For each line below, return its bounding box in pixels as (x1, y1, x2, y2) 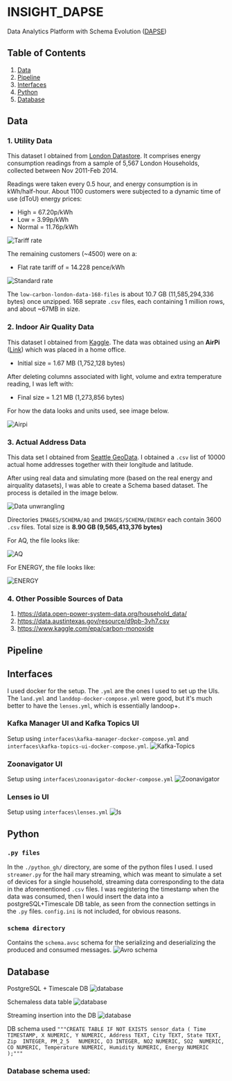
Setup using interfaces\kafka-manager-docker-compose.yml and (7, 734, 189, 742)
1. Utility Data (7, 136, 53, 146)
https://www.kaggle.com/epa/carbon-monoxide (17, 624, 154, 633)
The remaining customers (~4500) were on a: (7, 250, 137, 258)
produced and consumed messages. (7, 946, 112, 954)
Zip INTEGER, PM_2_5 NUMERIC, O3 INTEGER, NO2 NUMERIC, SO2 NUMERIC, (7, 1038, 225, 1045)
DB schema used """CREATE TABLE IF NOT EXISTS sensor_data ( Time (7, 1025, 206, 1033)
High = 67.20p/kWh (17, 208, 73, 216)
